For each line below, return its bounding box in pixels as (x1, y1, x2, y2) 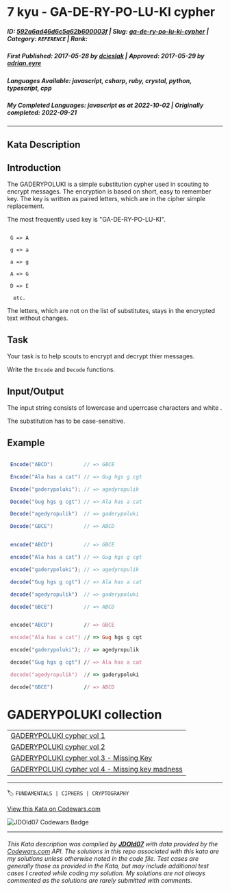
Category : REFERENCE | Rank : (7, 34, 88, 43)
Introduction (7, 162, 62, 174)
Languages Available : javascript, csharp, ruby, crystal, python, (7, 76, 192, 84)
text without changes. (7, 314, 68, 323)
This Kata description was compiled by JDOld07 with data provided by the (7, 840, 218, 848)
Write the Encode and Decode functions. (7, 365, 115, 374)
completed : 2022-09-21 (7, 108, 77, 117)
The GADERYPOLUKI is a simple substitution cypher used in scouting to (7, 180, 209, 189)
